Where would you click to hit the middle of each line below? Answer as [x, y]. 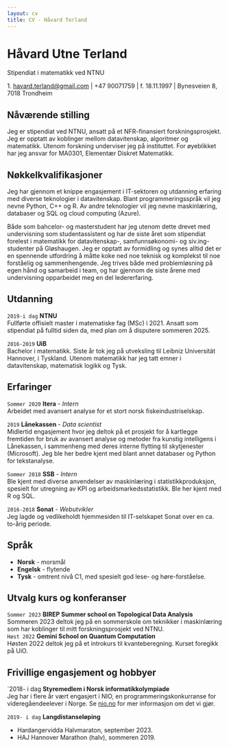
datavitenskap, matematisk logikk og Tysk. [67, 365]
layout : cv [23, 13]
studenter [21, 248]
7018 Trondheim [30, 93]
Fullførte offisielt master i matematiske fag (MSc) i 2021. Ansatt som [103, 323]
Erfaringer [29, 387]
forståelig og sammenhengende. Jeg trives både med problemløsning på [110, 263]
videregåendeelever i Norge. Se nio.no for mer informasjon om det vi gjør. [111, 703]
